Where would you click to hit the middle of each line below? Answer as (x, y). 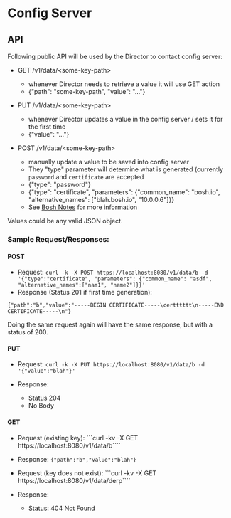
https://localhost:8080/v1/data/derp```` (74, 480)
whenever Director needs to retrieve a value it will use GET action (124, 84)
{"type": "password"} (59, 184)
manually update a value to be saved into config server (109, 162)
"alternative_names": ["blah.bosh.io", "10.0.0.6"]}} (101, 200)
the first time (47, 127)
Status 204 (44, 398)
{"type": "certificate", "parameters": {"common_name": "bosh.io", (124, 192)
